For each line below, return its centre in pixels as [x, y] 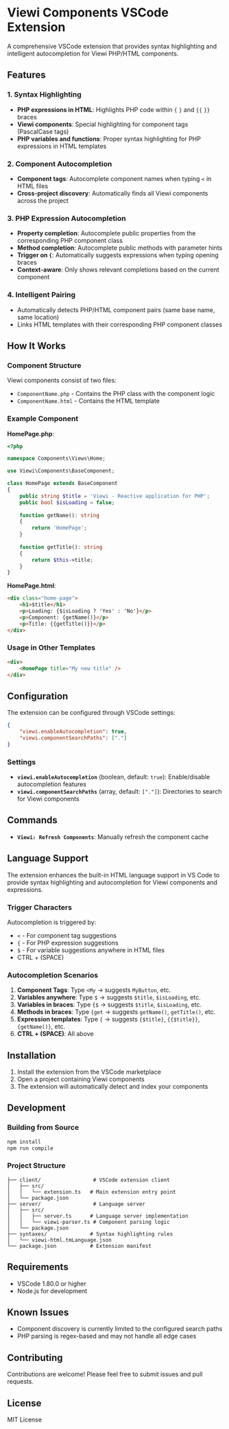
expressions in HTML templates [62, 146]
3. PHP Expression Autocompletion [67, 218]
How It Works [37, 345]
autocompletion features [52, 784]
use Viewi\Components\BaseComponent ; [61, 471]
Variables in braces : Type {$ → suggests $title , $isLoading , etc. [109, 1005]
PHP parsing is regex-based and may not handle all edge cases [107, 1336]
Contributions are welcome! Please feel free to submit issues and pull [105, 1374]
